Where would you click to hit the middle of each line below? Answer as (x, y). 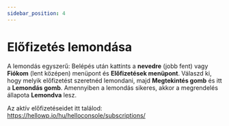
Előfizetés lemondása (70, 47)
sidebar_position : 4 (37, 13)
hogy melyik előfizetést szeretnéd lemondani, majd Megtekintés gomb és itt (114, 80)
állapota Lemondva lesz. (42, 95)
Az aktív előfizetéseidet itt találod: (55, 108)
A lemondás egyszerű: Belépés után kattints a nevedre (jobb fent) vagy (108, 66)
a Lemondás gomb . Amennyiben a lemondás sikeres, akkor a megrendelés (113, 88)
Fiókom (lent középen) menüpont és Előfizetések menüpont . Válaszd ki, (109, 73)
